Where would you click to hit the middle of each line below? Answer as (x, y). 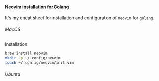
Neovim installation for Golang (37, 7)
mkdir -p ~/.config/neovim (33, 58)
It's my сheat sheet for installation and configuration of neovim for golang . (80, 18)
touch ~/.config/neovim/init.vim (40, 63)
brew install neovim (26, 54)
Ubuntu (13, 74)
